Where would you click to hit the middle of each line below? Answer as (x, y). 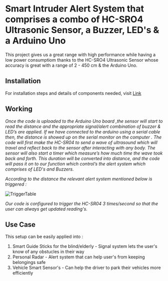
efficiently (23, 273)
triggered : (16, 184)
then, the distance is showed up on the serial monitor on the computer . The (83, 137)
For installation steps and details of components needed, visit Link (73, 93)
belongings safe (29, 262)
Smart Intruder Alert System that (74, 9)
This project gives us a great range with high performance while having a (80, 54)
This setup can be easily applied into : (44, 237)
